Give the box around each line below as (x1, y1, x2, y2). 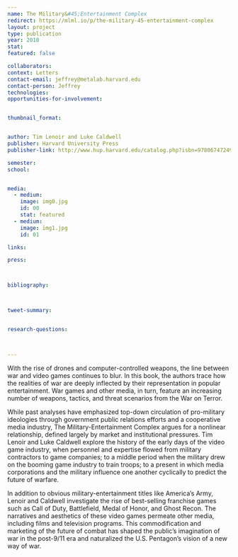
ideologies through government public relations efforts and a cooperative (7, 415, 221, 423)
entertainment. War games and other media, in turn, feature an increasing (7, 386, 222, 395)
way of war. (7, 541, 42, 550)
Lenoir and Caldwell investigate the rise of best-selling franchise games (7, 496, 217, 505)
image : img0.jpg (20, 198, 69, 205)
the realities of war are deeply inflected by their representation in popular (7, 379, 221, 387)
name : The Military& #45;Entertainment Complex (7, 10, 147, 18)
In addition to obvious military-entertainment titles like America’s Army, (7, 489, 214, 498)
